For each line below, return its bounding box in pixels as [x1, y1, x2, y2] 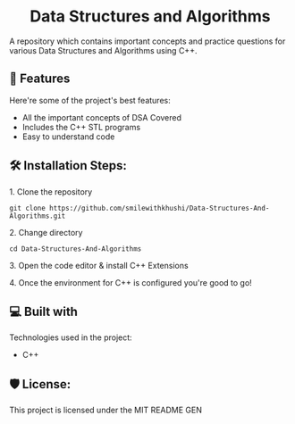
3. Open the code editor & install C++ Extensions [9, 260, 190, 270]
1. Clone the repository [9, 186, 93, 197]
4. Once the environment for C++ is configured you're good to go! [9, 277, 252, 287]
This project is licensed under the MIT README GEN [9, 404, 203, 416]
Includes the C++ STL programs [21, 121, 141, 132]
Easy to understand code [21, 131, 115, 142]
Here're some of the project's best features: [9, 95, 172, 105]
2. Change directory [9, 227, 83, 237]
